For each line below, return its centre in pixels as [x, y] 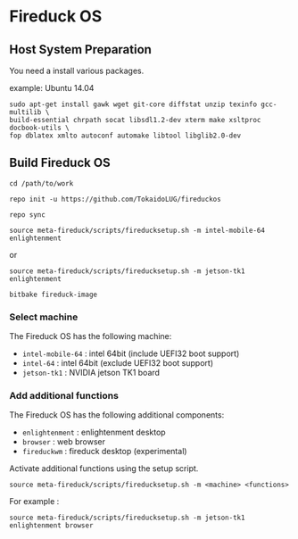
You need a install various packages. [77, 70]
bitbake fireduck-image [54, 294]
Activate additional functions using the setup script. [104, 469]
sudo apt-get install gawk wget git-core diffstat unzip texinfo [133, 104]
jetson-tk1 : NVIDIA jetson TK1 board [91, 373]
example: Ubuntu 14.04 [52, 88]
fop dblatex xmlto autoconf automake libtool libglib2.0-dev [125, 136]
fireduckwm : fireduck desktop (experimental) [104, 452]
